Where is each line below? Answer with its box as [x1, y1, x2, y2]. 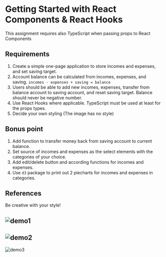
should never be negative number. [12, 95, 83, 101]
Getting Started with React [5, 3, 116, 15]
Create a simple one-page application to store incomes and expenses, [12, 63, 156, 69]
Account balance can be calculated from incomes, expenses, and [12, 73, 146, 80]
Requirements [5, 50, 50, 58]
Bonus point [5, 125, 44, 133]
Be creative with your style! [5, 202, 61, 208]
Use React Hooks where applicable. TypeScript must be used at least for [12, 100, 161, 106]
